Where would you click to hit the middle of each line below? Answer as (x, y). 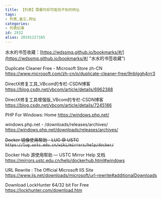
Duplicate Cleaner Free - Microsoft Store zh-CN (54, 68)
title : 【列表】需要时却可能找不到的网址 (43, 10)
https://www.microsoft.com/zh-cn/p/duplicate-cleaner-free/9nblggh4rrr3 (80, 73)
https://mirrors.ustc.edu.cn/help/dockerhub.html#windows (65, 160)
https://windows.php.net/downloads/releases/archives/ (62, 130)
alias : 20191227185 (25, 38)
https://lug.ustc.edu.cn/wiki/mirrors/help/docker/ (59, 145)
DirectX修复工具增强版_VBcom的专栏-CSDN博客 (54, 99)
